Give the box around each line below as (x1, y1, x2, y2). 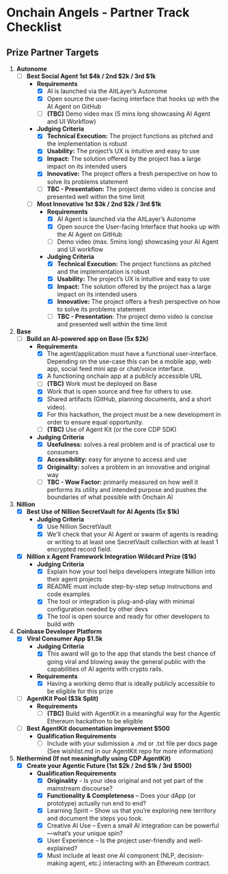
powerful (193, 821, 220, 830)
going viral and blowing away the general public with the (46, 657, 206, 665)
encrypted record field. (46, 545, 112, 554)
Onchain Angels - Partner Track (6, 5, 190, 21)
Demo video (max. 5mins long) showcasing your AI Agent (57, 237, 219, 246)
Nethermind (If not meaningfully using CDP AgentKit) (16, 754, 171, 762)
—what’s (46, 830, 72, 838)
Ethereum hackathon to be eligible (46, 717, 143, 725)
